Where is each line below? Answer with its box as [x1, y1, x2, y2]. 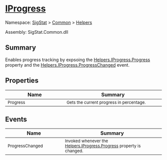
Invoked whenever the [65, 138, 108, 144]
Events [5, 115, 27, 123]
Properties [5, 77, 39, 85]
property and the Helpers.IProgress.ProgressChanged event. [5, 62, 130, 68]
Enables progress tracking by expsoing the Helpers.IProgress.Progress [5, 57, 151, 63]
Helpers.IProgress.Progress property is [65, 143, 141, 149]
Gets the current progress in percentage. [66, 99, 146, 105]
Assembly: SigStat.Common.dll [5, 29, 69, 35]
